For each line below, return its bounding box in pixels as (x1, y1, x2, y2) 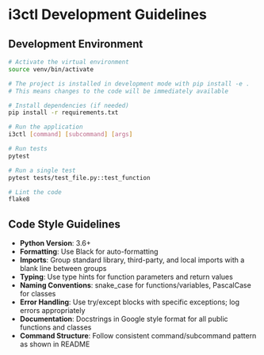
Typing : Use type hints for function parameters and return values (19, 272, 234, 282)
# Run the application (8, 123, 83, 132)
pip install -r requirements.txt (8, 109, 119, 116)
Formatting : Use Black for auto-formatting (19, 247, 159, 257)
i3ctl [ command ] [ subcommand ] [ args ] (8, 131, 133, 139)
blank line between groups (19, 264, 107, 273)
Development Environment (8, 37, 143, 51)
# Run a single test (8, 166, 77, 174)
